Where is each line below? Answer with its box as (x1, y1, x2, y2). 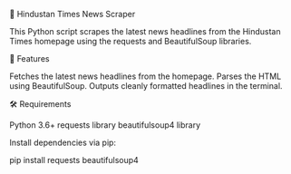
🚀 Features (9, 53, 50, 63)
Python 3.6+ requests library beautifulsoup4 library (9, 120, 201, 130)
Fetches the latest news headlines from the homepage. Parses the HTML (9, 71, 282, 82)
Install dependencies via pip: (9, 137, 116, 148)
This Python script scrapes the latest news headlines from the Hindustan (9, 26, 281, 36)
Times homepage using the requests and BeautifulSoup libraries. (9, 36, 252, 46)
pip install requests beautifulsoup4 (9, 155, 139, 165)
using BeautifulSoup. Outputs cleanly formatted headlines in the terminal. (9, 81, 283, 91)
